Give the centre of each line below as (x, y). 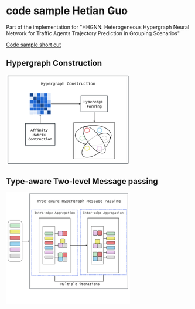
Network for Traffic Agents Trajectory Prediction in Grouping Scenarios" (93, 33)
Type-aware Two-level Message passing (82, 181)
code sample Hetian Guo (67, 11)
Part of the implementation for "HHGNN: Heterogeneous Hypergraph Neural (97, 27)
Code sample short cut (34, 45)
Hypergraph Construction (54, 63)
